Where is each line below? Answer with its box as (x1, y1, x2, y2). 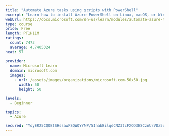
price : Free (5, 26, 30, 31)
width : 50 (18, 82, 39, 87)
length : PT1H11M (5, 31, 39, 36)
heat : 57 (5, 49, 24, 54)
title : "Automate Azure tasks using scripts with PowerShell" (5, 7, 138, 13)
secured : (5, 123, 24, 128)
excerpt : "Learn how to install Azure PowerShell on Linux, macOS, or (5, 12, 156, 17)
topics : (5, 109, 22, 115)
